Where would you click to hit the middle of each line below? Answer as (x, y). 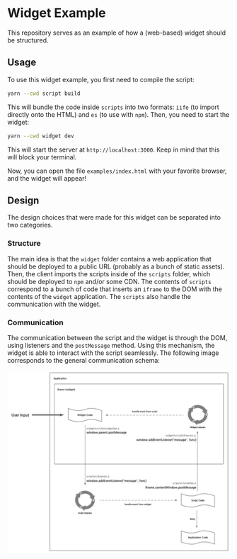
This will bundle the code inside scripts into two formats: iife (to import (113, 107)
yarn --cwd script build (44, 94)
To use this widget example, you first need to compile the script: (101, 79)
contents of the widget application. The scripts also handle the (99, 296)
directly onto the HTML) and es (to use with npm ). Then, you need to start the (118, 114)
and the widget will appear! (47, 178)
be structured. (28, 40)
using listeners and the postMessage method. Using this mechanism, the (111, 345)
